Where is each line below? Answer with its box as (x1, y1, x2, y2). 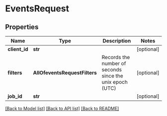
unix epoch (101, 79, 128, 85)
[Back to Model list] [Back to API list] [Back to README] (5, 106, 119, 112)
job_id (7, 93, 22, 100)
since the (101, 72, 123, 79)
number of (101, 60, 126, 67)
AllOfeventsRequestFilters (33, 69, 97, 76)
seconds (101, 66, 122, 73)
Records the (101, 54, 130, 60)
